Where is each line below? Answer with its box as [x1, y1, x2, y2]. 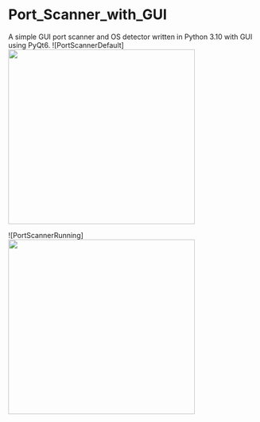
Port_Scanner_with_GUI [8, 6, 167, 24]
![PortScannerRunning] [8, 230, 83, 240]
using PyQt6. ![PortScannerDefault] [8, 40, 125, 49]
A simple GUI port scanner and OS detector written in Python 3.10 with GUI [8, 32, 253, 41]
